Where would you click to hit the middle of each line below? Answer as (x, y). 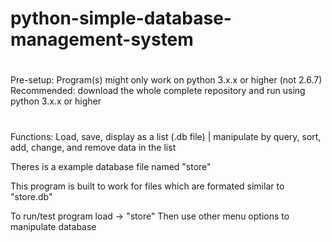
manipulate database (53, 226)
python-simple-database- (121, 18)
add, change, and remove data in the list (93, 147)
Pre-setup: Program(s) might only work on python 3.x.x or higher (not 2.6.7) (166, 80)
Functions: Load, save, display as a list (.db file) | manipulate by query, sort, (166, 136)
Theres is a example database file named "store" (111, 166)
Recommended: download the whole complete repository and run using (158, 91)
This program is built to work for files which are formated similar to (147, 186)
